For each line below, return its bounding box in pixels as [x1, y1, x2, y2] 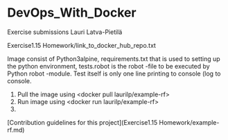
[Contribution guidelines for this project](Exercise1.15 [7, 118, 158, 126]
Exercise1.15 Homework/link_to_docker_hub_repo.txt [7, 41, 156, 49]
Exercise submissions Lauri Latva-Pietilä [7, 28, 123, 36]
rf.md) [7, 125, 25, 134]
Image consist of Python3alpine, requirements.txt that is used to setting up [7, 54, 220, 63]
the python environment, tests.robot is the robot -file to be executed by [7, 62, 210, 70]
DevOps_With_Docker [7, 5, 137, 21]
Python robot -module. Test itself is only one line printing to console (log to [7, 69, 221, 78]
